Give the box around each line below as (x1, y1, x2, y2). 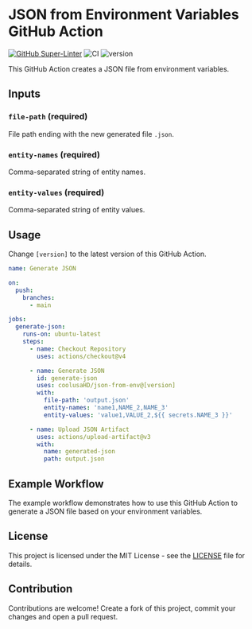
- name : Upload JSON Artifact (29, 425, 130, 433)
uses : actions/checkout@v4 (37, 352, 126, 360)
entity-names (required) (8, 149, 101, 160)
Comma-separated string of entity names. (8, 167, 145, 177)
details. (8, 559, 33, 569)
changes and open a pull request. (8, 612, 118, 621)
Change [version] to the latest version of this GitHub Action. (8, 249, 207, 259)
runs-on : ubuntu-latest (22, 330, 102, 339)
